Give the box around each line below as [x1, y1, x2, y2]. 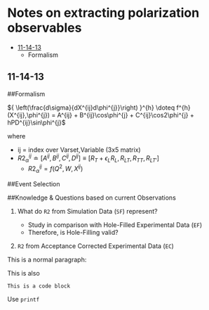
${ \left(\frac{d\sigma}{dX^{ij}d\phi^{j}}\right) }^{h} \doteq [7, 103, 175, 112]
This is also [7, 269, 40, 277]
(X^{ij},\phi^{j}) [7, 110, 50, 119]
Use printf [7, 295, 40, 303]
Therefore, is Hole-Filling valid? [27, 228, 119, 236]
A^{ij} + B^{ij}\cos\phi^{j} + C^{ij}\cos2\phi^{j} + [57, 110, 194, 119]
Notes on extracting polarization [7, 5, 200, 21]
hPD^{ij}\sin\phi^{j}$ [7, 118, 66, 127]
